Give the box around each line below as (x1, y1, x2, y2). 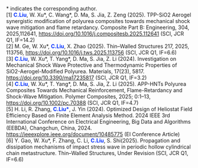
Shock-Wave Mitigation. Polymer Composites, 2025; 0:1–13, (6, 93, 151, 100)
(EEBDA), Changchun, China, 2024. (6, 124, 92, 131)
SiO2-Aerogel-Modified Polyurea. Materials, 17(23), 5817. (6, 68, 145, 75)
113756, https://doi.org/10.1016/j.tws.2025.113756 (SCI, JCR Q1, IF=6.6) (6, 49, 177, 56)
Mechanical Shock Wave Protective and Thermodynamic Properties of (6, 62, 177, 69)
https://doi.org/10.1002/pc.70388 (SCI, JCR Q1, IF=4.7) (6, 99, 139, 106)
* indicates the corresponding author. (6, 5, 98, 12)
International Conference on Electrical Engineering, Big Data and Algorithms (6, 118, 191, 125)
